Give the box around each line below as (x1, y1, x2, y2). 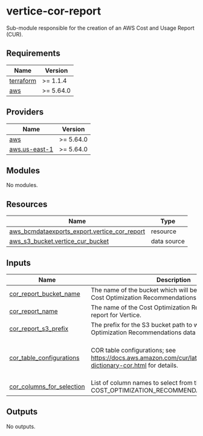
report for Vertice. (90, 311, 142, 319)
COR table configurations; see (90, 346, 176, 354)
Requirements (6, 48, 60, 59)
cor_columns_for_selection (9, 383, 85, 391)
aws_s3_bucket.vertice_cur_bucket (9, 237, 109, 246)
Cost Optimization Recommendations (90, 294, 196, 302)
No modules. (6, 182, 38, 189)
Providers (6, 107, 44, 117)
